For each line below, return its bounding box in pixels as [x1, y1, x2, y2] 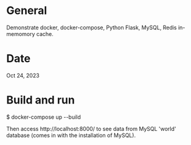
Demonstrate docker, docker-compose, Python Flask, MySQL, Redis [6, 24, 178, 31]
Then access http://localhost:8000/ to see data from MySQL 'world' [6, 125, 176, 132]
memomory [6, 30, 35, 37]
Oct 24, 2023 [6, 71, 40, 79]
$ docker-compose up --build [6, 113, 81, 121]
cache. [36, 30, 54, 37]
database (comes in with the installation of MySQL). [6, 132, 136, 139]
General [6, 4, 47, 18]
